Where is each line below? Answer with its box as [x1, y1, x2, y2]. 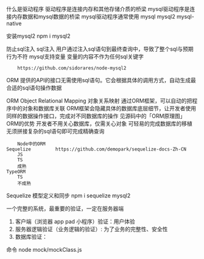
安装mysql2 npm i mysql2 [6, 32, 71, 40]
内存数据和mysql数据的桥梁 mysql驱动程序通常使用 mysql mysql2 [11, 13, 175, 20]
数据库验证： [15, 233, 47, 240]
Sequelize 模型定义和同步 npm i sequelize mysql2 [6, 192, 131, 199]
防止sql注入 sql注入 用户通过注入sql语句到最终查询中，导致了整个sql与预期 [6, 45, 194, 52]
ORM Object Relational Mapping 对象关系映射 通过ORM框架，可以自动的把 [6, 97, 192, 104]
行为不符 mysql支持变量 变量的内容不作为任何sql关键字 [6, 53, 144, 60]
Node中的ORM [17, 141, 46, 147]
